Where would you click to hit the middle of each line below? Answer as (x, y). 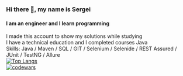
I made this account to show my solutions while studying (74, 36)
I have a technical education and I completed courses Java (77, 43)
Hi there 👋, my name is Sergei (49, 9)
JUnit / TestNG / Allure (33, 55)
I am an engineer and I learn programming (58, 23)
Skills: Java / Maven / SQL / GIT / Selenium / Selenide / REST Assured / (91, 49)
